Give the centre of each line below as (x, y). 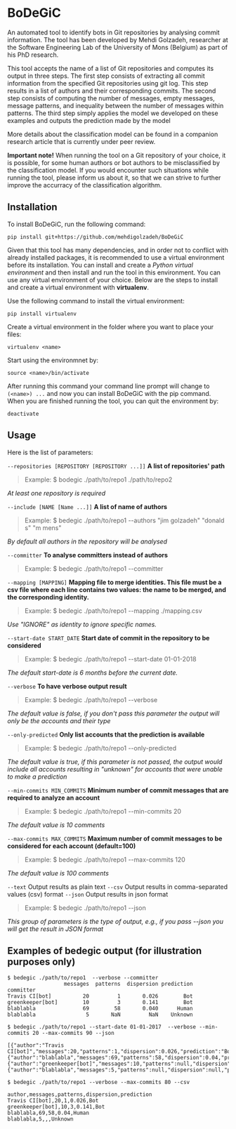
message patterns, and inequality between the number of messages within (116, 105)
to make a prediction (37, 777)
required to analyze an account (54, 798)
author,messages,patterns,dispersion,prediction (80, 1095)
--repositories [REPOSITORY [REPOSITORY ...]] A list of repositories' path (116, 466)
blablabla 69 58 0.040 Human (100, 1009)
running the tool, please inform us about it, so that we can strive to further (114, 178)
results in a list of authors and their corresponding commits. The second (112, 91)
